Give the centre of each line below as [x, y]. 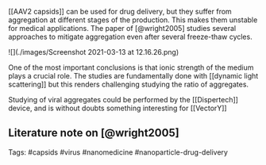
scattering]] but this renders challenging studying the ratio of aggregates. [128, 84]
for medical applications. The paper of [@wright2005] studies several [122, 28]
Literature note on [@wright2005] [94, 133]
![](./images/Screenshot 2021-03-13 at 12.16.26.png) [94, 52]
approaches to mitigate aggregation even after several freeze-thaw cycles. [130, 36]
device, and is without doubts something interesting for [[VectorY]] [118, 108]
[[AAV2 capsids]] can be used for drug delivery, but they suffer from [120, 12]
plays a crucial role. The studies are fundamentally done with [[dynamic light [133, 76]
